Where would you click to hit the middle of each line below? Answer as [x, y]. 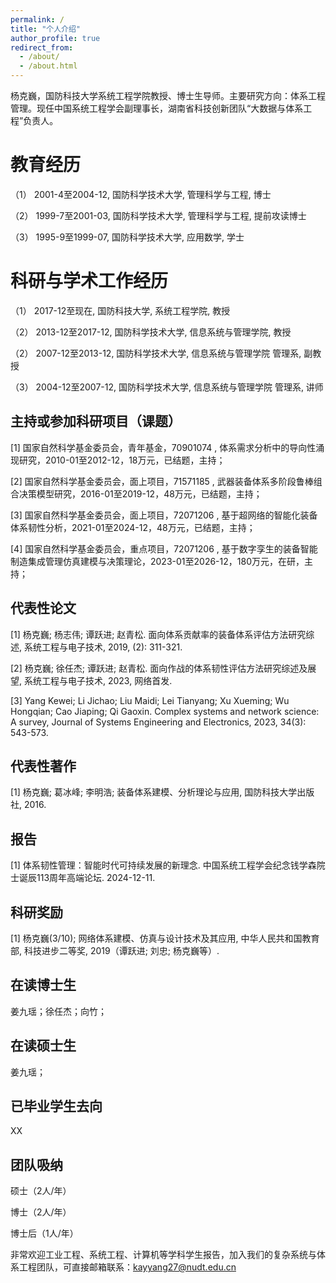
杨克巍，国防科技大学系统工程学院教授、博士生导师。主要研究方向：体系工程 [168, 95]
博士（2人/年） [41, 1212]
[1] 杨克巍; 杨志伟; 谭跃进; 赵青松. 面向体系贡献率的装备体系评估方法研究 [158, 634]
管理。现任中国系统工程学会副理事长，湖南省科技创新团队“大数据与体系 [157, 108]
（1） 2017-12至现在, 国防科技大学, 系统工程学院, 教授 [120, 310]
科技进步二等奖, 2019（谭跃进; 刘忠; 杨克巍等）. [121, 950]
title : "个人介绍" [46, 29]
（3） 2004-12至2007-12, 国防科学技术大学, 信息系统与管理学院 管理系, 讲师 [167, 387]
